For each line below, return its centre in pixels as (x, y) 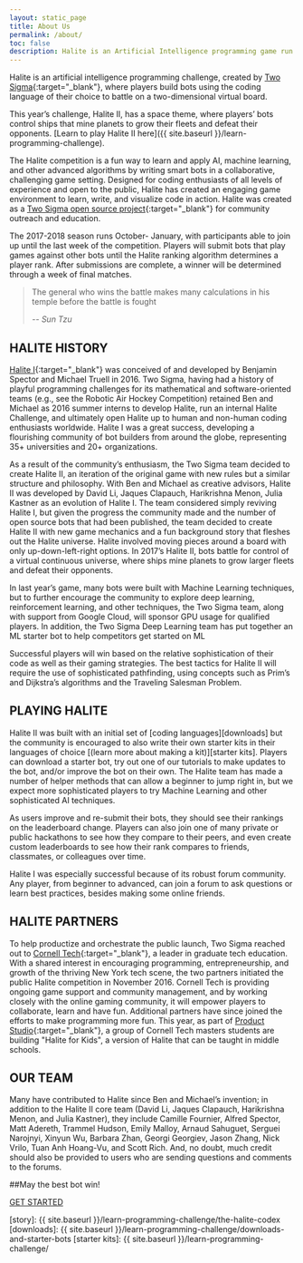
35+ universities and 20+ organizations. (84, 446)
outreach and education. (55, 219)
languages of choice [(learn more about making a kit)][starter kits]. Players (148, 752)
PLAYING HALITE (59, 711)
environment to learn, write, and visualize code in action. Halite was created (151, 199)
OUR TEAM (42, 1078)
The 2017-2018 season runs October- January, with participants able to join (150, 236)
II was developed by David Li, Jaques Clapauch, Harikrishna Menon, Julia (146, 493)
